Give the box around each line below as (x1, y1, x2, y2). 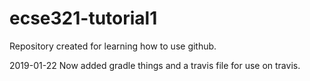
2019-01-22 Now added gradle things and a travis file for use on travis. (9, 59, 301, 71)
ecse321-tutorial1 (9, 7, 158, 30)
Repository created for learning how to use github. (9, 40, 217, 52)
